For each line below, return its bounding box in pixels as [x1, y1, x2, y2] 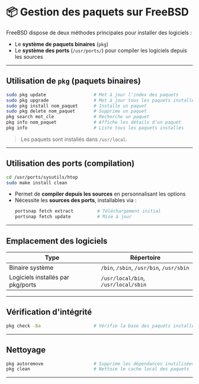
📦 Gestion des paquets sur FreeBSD [6, 5, 190, 19]
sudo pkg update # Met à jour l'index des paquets [6, 92, 179, 97]
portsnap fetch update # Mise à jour [14, 214, 132, 220]
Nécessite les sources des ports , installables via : [14, 197, 137, 204]
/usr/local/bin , [100, 274, 145, 282]
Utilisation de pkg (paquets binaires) [6, 76, 141, 86]
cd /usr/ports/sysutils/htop [6, 174, 78, 180]
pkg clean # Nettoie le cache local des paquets [6, 366, 190, 372]
